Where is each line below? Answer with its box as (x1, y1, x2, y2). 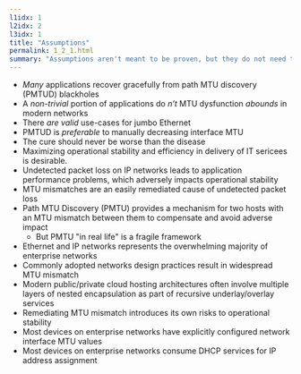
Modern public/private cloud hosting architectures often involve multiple (21, 279, 289, 289)
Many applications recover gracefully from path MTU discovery (21, 80, 257, 89)
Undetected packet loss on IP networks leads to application (21, 165, 243, 175)
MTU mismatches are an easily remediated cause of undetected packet (21, 184, 287, 194)
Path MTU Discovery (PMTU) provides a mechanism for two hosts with (21, 203, 284, 213)
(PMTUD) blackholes (21, 89, 100, 99)
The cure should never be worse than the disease (21, 136, 206, 147)
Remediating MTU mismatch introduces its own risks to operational (21, 308, 271, 318)
